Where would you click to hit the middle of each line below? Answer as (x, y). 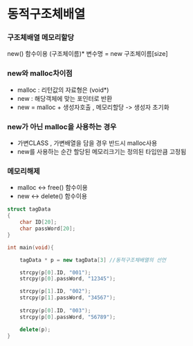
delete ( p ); (35, 329)
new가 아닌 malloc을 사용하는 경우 (62, 126)
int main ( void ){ (30, 247)
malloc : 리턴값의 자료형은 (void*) (63, 90)
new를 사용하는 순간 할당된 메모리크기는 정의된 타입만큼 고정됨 (102, 152)
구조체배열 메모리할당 (41, 37)
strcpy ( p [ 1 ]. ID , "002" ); (55, 291)
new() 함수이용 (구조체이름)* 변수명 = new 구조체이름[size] (88, 54)
